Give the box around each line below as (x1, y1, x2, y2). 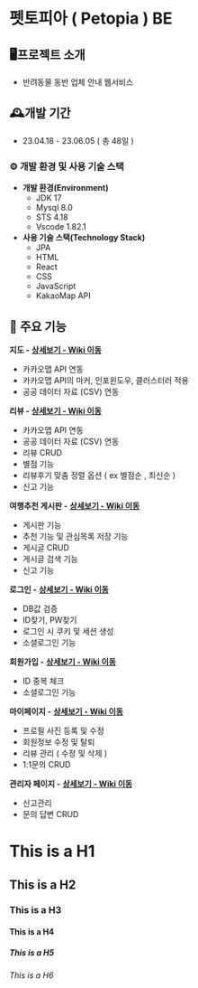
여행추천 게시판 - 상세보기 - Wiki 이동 (9, 500, 140, 511)
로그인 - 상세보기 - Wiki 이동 (9, 584, 110, 595)
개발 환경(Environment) (22, 183, 109, 193)
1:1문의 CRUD (22, 758, 71, 769)
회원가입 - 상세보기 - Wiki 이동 (9, 656, 117, 667)
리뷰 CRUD (22, 447, 63, 457)
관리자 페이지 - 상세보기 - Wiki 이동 (9, 778, 133, 789)
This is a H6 (9, 969, 54, 981)
